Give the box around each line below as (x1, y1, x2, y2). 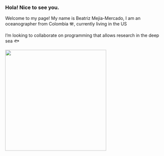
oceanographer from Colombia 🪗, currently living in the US (5, 21, 127, 27)
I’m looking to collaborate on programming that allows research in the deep (5, 32, 160, 38)
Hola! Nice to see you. (5, 4, 60, 11)
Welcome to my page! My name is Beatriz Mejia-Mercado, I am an (5, 15, 141, 21)
